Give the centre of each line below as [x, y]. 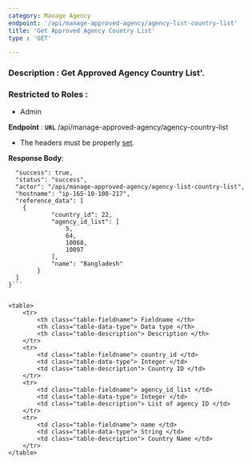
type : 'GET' [30, 38]
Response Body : [36, 158]
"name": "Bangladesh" [87, 264]
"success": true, [44, 173]
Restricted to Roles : [48, 94]
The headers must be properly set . [77, 143]
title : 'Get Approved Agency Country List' [82, 30]
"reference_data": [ [50, 201]
